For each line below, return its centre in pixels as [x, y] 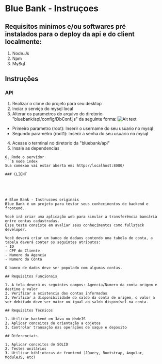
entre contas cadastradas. [32, 221]
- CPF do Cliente [23, 251]
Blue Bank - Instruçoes [52, 9]
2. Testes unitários [26, 348]
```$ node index [21, 161]
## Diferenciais [21, 336]
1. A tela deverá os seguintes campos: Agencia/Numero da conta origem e [81, 285]
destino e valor [21, 289]
